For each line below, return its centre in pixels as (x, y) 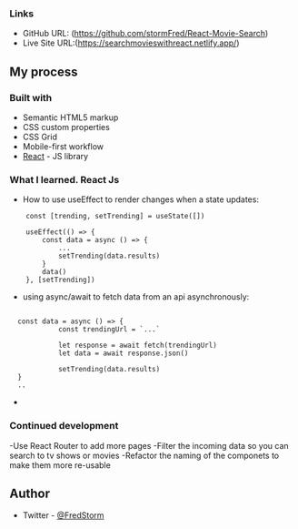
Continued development (64, 426)
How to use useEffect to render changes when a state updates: (140, 199)
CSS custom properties (66, 127)
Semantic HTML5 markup (70, 117)
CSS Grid (40, 137)
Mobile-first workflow (63, 146)
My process (44, 71)
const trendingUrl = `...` (109, 330)
